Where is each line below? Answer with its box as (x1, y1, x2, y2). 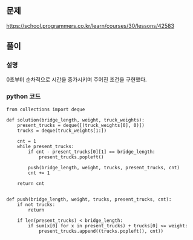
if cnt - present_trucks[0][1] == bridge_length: (28, 149, 155, 155)
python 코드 (6, 92, 41, 101)
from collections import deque (6, 106, 85, 112)
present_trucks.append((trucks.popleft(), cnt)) (38, 228, 164, 234)
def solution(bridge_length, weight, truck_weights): (6, 117, 145, 123)
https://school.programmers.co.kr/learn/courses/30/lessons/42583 (6, 22, 174, 29)
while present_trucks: (17, 143, 74, 149)
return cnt (17, 180, 45, 186)
